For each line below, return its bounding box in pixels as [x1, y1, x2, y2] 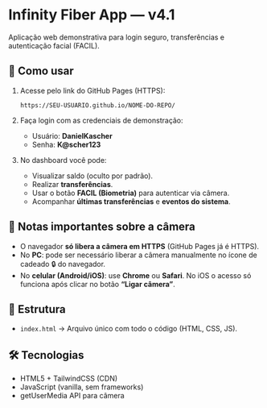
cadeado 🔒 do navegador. [19, 259, 106, 269]
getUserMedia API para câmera [19, 391, 125, 401]
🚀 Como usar [8, 65, 74, 78]
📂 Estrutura [8, 302, 66, 316]
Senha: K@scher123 [31, 139, 101, 149]
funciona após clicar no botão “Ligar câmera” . [19, 279, 175, 289]
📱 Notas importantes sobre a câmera [8, 220, 195, 234]
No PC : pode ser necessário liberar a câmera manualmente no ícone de [19, 250, 257, 260]
